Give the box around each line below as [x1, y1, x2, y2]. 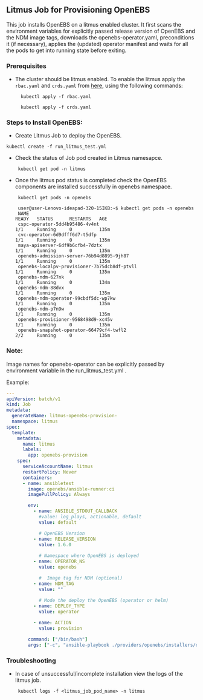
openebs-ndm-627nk [18, 274, 65, 280]
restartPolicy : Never [22, 469, 77, 475]
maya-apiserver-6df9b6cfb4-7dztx [18, 242, 102, 249]
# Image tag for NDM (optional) [38, 575, 123, 581]
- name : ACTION [33, 620, 71, 626]
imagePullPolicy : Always [28, 492, 91, 498]
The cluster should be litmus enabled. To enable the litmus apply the [14, 76, 185, 83]
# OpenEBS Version [38, 530, 85, 537]
